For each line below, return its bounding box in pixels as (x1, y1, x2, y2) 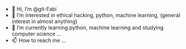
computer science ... (11, 30, 61, 37)
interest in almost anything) (11, 18, 78, 24)
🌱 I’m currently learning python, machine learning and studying (11, 24, 164, 31)
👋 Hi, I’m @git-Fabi (11, 6, 57, 12)
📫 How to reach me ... (11, 37, 66, 44)
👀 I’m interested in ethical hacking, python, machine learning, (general (11, 12, 180, 19)
